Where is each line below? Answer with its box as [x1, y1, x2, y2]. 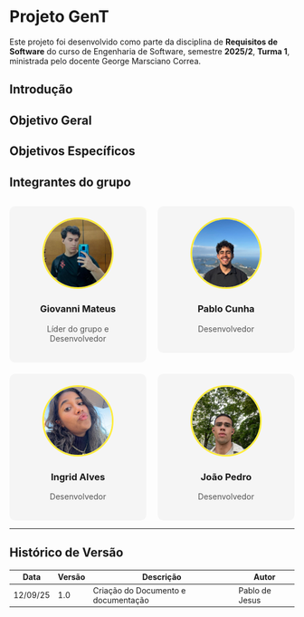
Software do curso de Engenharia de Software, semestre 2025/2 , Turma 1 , [9, 45, 290, 56]
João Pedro [200, 470, 252, 483]
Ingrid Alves [51, 470, 106, 483]
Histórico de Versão [9, 545, 124, 561]
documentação [92, 594, 149, 605]
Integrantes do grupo [9, 174, 131, 189]
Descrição [141, 572, 182, 583]
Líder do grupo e [46, 323, 109, 334]
